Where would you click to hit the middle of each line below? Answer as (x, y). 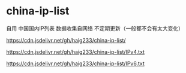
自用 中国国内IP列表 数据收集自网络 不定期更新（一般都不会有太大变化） (95, 28)
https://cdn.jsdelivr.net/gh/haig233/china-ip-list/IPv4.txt (76, 51)
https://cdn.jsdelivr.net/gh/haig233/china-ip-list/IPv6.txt (76, 63)
